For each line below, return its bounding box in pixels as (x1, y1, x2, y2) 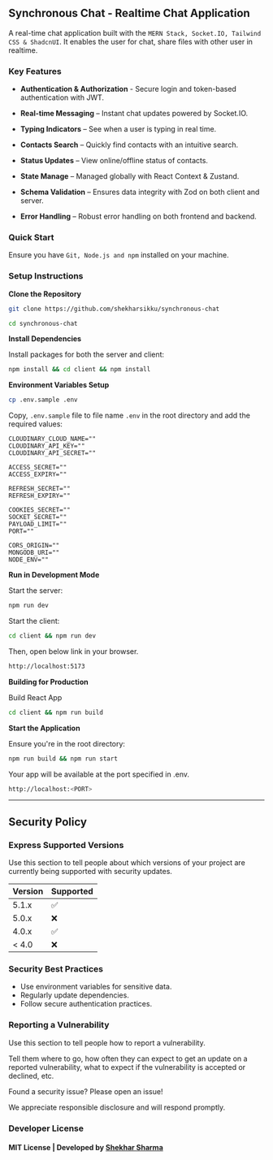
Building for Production (8, 677, 89, 686)
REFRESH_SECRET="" (8, 485, 71, 493)
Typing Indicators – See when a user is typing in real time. (19, 124, 217, 134)
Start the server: (8, 586, 63, 595)
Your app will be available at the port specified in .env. (8, 769, 189, 779)
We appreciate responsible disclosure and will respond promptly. (8, 1102, 226, 1112)
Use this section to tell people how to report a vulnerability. (8, 1037, 206, 1047)
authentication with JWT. (19, 93, 104, 102)
